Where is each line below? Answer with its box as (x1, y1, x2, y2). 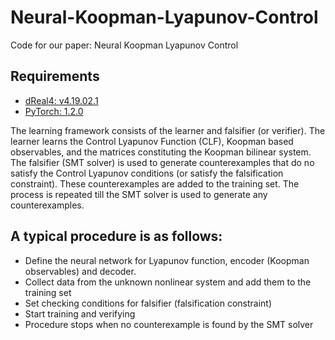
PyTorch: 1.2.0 (24, 105, 84, 117)
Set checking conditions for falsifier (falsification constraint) (24, 297, 273, 309)
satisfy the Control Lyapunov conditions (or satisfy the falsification (10, 167, 284, 179)
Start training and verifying (24, 307, 136, 320)
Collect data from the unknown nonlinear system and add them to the (24, 276, 312, 288)
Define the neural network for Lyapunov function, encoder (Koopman (24, 254, 310, 266)
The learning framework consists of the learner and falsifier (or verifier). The (10, 124, 326, 136)
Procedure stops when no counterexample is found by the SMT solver (24, 318, 314, 330)
